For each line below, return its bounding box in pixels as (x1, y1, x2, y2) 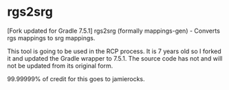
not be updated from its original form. (7, 61, 113, 70)
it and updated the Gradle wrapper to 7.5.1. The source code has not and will (7, 54, 223, 62)
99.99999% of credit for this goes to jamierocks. (7, 74, 146, 82)
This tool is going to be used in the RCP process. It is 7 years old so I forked (7, 47, 221, 55)
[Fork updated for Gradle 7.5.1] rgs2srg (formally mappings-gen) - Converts (7, 27, 220, 35)
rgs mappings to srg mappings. (7, 33, 96, 42)
